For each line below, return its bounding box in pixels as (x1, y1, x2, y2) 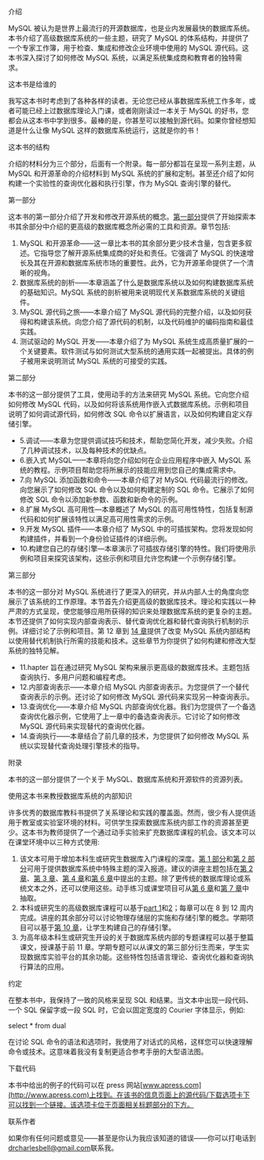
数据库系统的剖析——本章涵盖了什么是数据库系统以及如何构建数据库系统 (19, 278, 254, 287)
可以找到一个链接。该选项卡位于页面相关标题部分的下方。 (8, 1100, 194, 1109)
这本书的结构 (8, 142, 49, 152)
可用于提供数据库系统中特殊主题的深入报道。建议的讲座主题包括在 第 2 (26, 864, 254, 873)
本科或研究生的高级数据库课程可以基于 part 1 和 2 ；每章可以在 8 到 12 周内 (19, 903, 254, 913)
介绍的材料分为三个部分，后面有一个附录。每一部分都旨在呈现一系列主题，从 (8, 159, 256, 168)
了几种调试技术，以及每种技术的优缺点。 (19, 446, 151, 455)
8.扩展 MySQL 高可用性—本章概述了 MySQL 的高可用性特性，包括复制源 (19, 505, 254, 514)
